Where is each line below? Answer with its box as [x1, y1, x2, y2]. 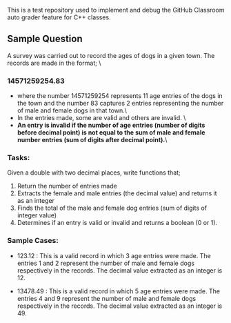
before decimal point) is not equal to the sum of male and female [17, 128, 205, 137]
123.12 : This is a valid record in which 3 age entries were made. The [17, 251, 212, 260]
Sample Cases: [7, 236, 59, 246]
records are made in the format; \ [7, 59, 101, 67]
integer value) [17, 211, 57, 219]
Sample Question [7, 33, 83, 45]
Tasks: [7, 153, 30, 163]
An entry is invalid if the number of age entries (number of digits [17, 121, 205, 130]
